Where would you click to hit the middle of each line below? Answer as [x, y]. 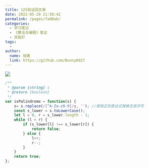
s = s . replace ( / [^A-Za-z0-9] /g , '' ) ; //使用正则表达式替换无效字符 [79, 106]
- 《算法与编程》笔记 [28, 33]
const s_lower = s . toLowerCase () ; [50, 111]
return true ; [27, 157]
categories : [17, 23]
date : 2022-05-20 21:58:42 [33, 14]
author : [13, 51]
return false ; [46, 129]
